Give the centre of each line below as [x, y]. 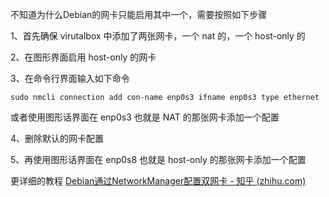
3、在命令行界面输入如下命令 [70, 78]
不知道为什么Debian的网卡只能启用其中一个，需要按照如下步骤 [139, 14]
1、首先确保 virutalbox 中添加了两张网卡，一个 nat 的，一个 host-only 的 [158, 36]
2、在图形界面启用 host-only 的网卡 [83, 57]
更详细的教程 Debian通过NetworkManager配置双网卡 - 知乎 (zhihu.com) [158, 181]
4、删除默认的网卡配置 [57, 138]
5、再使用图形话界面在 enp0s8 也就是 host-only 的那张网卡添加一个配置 [158, 159]
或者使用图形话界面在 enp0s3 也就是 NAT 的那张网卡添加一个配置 [145, 117]
